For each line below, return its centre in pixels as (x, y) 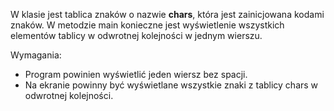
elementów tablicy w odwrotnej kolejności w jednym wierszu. (136, 35)
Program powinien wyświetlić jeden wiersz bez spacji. (136, 74)
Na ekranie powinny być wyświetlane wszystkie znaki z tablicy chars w (171, 85)
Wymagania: (36, 55)
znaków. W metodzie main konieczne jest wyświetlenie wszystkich (147, 25)
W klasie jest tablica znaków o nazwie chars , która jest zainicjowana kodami (167, 14)
